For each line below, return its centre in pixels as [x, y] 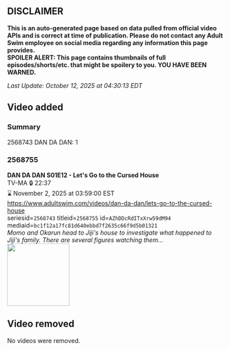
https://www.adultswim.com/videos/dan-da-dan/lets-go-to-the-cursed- [110, 203]
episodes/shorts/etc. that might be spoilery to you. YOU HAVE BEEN [107, 64]
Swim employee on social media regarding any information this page [108, 43]
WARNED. [22, 72]
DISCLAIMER [35, 11]
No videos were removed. [44, 340]
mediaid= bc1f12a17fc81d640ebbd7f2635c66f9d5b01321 [82, 225]
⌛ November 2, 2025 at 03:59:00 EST [61, 193]
